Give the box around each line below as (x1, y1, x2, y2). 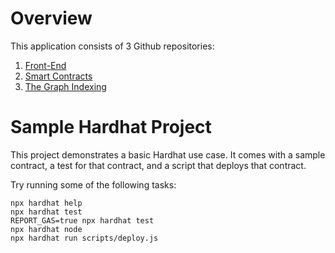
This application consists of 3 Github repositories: (10, 40, 215, 52)
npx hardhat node (10, 224, 83, 234)
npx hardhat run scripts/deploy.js (10, 233, 159, 243)
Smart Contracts (24, 70, 93, 82)
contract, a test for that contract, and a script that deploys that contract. (10, 159, 307, 171)
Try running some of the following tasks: (10, 178, 177, 191)
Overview (10, 7, 93, 30)
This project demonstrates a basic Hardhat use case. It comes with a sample (10, 148, 326, 161)
